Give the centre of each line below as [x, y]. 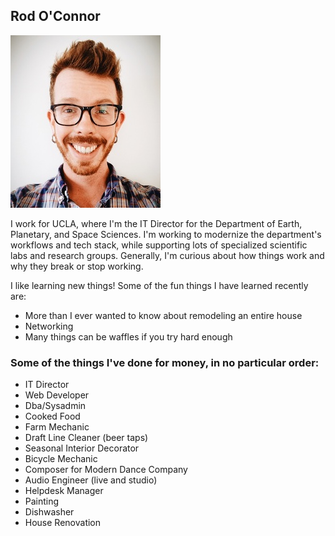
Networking [49, 326]
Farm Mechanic [57, 427]
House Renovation [63, 523]
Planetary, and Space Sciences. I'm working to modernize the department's [166, 234]
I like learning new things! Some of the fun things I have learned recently [159, 285]
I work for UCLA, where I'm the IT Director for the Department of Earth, [156, 223]
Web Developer [57, 395]
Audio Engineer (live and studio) [91, 480]
